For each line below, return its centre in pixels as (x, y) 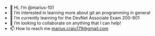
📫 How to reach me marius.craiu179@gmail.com (59, 28)
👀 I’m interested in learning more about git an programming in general (80, 13)
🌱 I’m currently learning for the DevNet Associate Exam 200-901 (75, 18)
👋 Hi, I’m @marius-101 (32, 8)
